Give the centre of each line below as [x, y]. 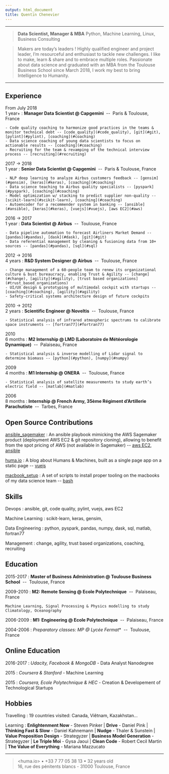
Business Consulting [39, 39]
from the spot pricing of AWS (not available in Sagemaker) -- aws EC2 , [78, 445]
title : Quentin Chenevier [32, 15]
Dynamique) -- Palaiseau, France [41, 345]
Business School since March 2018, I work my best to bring [79, 70]
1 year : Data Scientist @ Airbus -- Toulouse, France [61, 224]
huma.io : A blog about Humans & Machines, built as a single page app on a [83, 460]
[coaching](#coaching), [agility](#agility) [53, 292]
